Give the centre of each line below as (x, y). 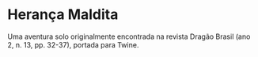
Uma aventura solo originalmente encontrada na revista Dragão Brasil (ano (129, 36)
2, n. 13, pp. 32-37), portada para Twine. (73, 44)
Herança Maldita (63, 15)
